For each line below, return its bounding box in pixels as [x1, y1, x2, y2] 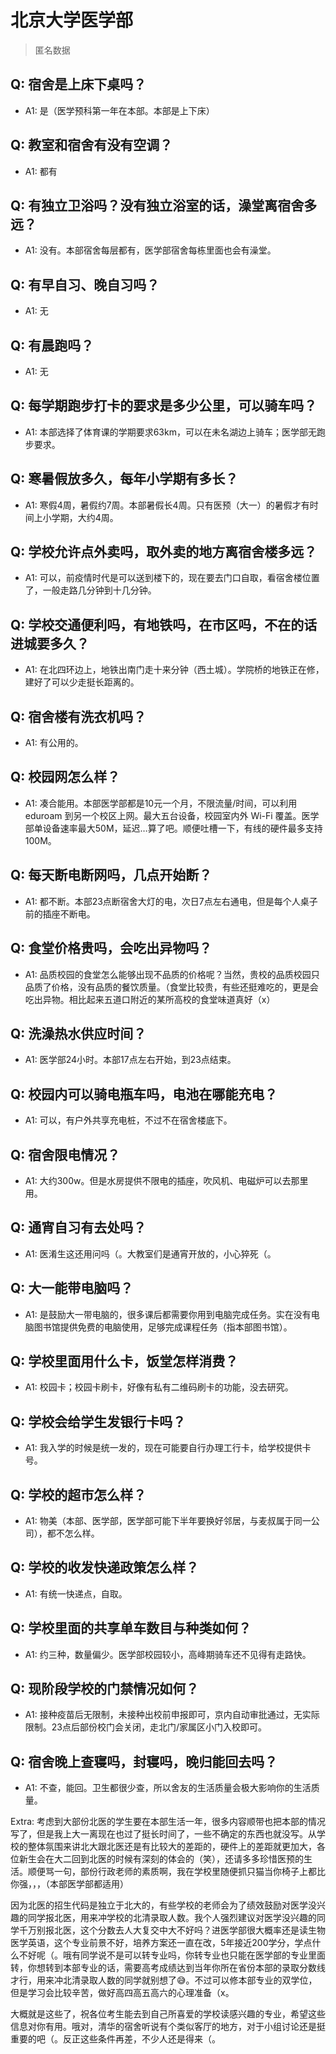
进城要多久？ [10, 635, 90, 652]
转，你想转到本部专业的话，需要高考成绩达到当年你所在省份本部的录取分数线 [10, 1962, 326, 1974]
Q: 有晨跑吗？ [10, 337, 95, 354]
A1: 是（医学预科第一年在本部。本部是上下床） [24, 104, 215, 116]
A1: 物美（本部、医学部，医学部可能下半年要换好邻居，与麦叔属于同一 [24, 1515, 312, 1526]
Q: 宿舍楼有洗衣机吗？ [10, 708, 147, 725]
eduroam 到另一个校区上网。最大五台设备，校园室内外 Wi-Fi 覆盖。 [24, 809, 302, 821]
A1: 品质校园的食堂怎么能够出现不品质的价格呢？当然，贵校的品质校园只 [24, 968, 320, 980]
